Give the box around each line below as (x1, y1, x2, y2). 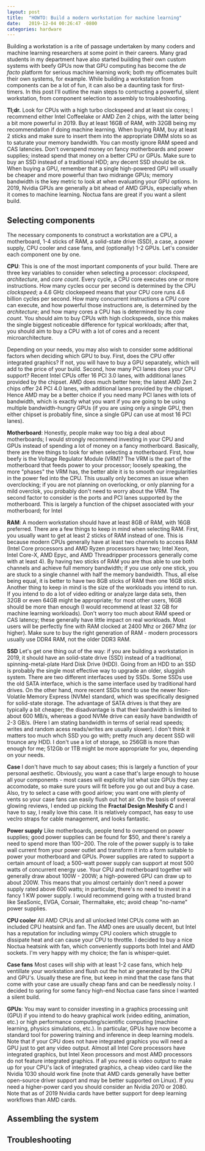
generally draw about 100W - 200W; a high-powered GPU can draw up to (7, 872, 192, 880)
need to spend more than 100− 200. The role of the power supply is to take (7, 840, 194, 847)
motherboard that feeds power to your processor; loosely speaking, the (7, 462, 187, 469)
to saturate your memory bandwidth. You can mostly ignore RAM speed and (7, 139, 198, 147)
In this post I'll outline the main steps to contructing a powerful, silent (26, 88, 199, 95)
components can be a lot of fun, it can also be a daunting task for (7, 82, 171, 89)
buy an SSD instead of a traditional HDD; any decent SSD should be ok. (7, 158, 186, 166)
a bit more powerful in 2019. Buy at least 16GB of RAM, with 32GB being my (7, 120, 197, 127)
